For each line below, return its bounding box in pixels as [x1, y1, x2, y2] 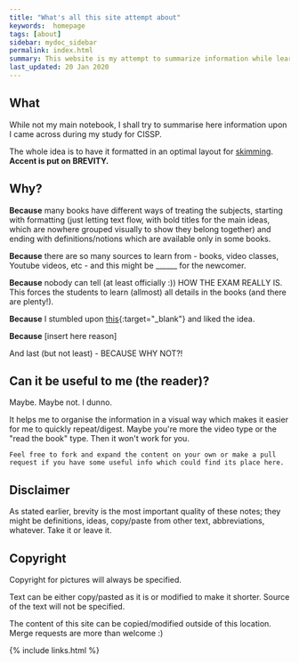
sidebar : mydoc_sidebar [9, 37, 98, 47]
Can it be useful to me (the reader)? [9, 373, 210, 388]
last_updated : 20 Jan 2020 [9, 63, 109, 72]
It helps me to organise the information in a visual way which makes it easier [9, 415, 289, 425]
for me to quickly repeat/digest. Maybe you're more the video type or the [9, 424, 278, 434]
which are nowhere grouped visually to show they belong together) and [9, 223, 271, 234]
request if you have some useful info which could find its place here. [9, 458, 285, 467]
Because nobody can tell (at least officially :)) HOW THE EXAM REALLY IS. [9, 277, 283, 287]
